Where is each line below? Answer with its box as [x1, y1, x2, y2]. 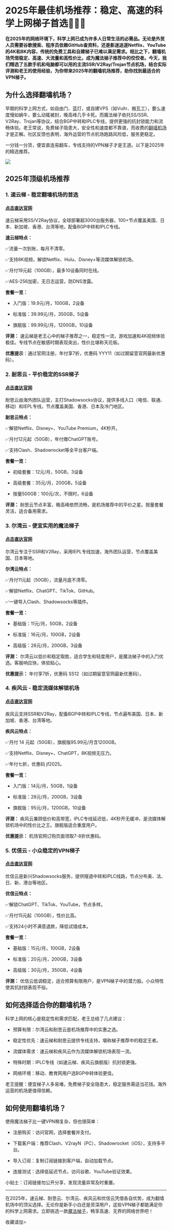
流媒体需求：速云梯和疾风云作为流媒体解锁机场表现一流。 [12, 1048, 134, 1054]
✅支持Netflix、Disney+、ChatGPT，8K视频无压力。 [5, 750, 114, 756]
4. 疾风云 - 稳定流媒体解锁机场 [5, 684, 80, 692]
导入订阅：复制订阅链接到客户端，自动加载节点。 [12, 1157, 116, 1164]
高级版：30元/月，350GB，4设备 [12, 967, 83, 973]
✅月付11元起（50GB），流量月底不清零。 [5, 576, 90, 583]
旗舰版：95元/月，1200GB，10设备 [12, 804, 86, 810]
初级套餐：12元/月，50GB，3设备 [12, 469, 83, 475]
